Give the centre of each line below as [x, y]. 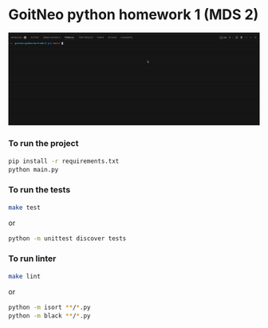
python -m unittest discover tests [67, 238]
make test [25, 207]
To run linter [32, 259]
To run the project [43, 144]
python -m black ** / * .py [49, 316]
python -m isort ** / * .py [49, 307]
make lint [25, 276]
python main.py [33, 169]
